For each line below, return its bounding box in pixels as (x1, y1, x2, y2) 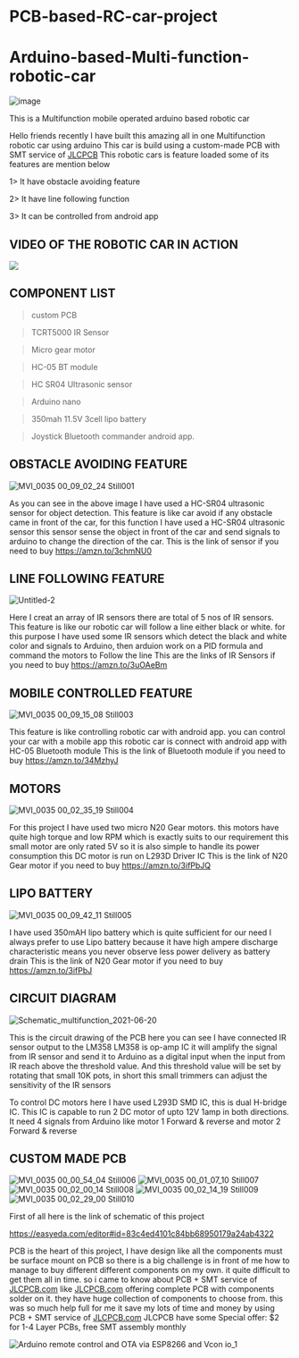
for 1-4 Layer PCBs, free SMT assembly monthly (9, 1321, 187, 1333)
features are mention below (9, 159, 111, 170)
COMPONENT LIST (9, 286, 116, 301)
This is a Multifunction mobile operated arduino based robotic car (9, 114, 250, 124)
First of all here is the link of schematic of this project (9, 1211, 205, 1222)
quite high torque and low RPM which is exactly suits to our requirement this (9, 831, 289, 842)
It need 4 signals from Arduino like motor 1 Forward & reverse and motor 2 (9, 1116, 281, 1126)
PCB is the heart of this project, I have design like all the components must (9, 1245, 283, 1257)
